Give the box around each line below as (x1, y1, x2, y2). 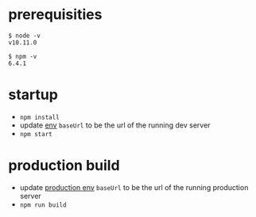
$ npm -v (8, 52, 37, 60)
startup (8, 86, 58, 104)
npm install (19, 113, 60, 121)
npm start (19, 130, 53, 138)
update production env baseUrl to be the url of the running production (19, 182, 249, 192)
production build (8, 157, 121, 175)
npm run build (19, 200, 67, 209)
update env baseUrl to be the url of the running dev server (19, 120, 211, 130)
